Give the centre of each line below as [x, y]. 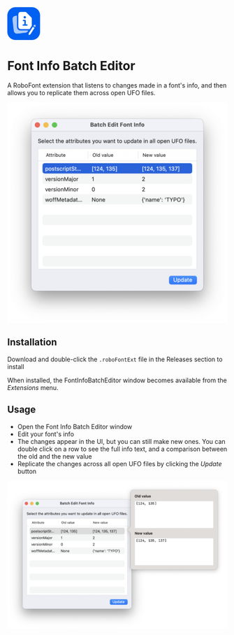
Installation [32, 342]
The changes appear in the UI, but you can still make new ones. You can [121, 441]
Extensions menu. [33, 387]
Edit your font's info [46, 434]
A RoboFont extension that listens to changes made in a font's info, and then [117, 85]
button [27, 471]
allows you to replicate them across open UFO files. [81, 92]
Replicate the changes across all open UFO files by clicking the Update [119, 463]
